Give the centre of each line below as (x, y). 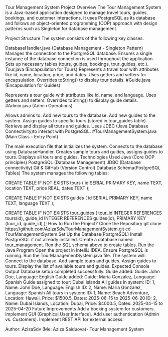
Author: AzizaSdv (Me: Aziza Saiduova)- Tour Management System (75, 329)
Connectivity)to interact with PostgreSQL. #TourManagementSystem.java (81, 131)
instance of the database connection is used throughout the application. (80, 59)
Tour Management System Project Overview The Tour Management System (83, 7)
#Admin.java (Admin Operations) (39, 106)
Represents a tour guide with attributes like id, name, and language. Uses (81, 95)
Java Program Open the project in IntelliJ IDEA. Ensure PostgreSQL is (77, 250)
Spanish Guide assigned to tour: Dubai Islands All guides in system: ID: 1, (80, 282)
